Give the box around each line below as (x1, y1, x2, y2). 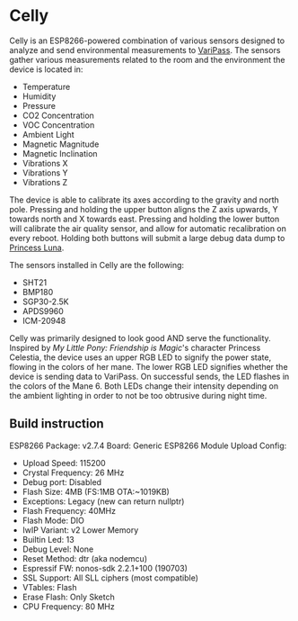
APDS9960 (22, 305, 65, 316)
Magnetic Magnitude (22, 139, 100, 149)
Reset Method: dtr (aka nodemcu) (22, 553, 148, 563)
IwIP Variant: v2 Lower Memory (22, 524, 139, 535)
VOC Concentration (22, 119, 95, 130)
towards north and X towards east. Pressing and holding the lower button (9, 213, 280, 224)
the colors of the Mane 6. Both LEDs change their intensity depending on (9, 380, 279, 391)
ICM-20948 (22, 315, 66, 326)
